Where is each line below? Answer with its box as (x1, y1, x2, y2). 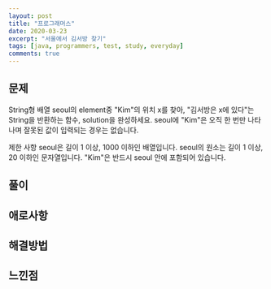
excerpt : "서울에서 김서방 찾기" (8, 34, 107, 43)
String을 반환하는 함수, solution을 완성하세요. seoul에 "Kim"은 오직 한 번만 (8, 114, 247, 124)
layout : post (8, 11, 53, 20)
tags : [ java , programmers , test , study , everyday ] (8, 42, 184, 50)
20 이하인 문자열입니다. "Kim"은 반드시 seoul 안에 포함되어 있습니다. (8, 152, 226, 162)
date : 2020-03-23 (8, 27, 68, 35)
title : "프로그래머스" (8, 19, 76, 28)
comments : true (8, 50, 60, 58)
